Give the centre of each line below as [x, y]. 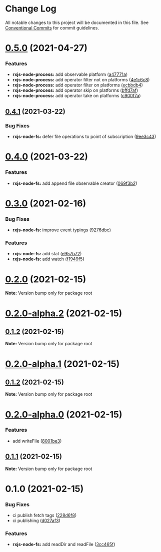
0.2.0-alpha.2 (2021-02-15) [64, 313]
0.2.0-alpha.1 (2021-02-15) [62, 364]
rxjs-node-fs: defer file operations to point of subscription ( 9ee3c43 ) [84, 137]
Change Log [31, 9]
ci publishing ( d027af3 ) [36, 521]
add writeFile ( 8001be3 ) [37, 441]
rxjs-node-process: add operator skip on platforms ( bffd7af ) [75, 90]
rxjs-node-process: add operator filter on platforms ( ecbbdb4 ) [78, 85]
